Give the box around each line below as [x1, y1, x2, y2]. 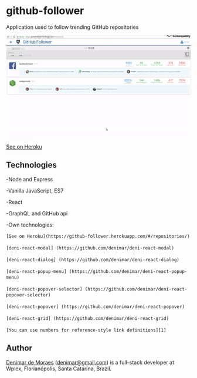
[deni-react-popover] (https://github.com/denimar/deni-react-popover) [6, 303, 185, 309]
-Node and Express [6, 176, 53, 183]
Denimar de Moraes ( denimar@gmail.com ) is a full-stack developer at [6, 359, 175, 366]
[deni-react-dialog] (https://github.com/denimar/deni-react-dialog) [6, 256, 180, 262]
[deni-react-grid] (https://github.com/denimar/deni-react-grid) [6, 315, 169, 321]
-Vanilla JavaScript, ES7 [6, 187, 64, 194]
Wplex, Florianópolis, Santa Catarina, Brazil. [6, 365, 112, 372]
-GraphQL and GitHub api [6, 210, 68, 217]
